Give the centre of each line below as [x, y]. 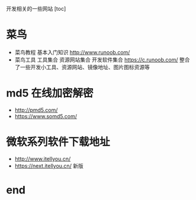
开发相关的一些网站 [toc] [36, 9]
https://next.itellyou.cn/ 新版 [49, 166]
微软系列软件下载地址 [58, 142]
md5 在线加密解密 [50, 93]
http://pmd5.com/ [36, 110]
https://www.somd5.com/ [46, 116]
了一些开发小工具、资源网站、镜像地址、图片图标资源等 [82, 67]
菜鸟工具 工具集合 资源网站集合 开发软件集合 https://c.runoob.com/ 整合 [102, 59]
